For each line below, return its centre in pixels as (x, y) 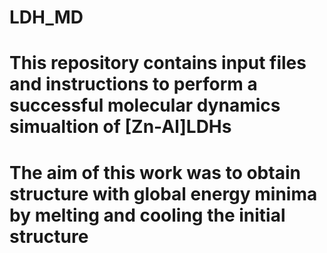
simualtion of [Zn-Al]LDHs (120, 127)
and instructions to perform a (133, 84)
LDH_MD (46, 17)
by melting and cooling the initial (147, 215)
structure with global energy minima (163, 193)
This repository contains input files (158, 63)
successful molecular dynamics (145, 105)
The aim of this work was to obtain (155, 172)
